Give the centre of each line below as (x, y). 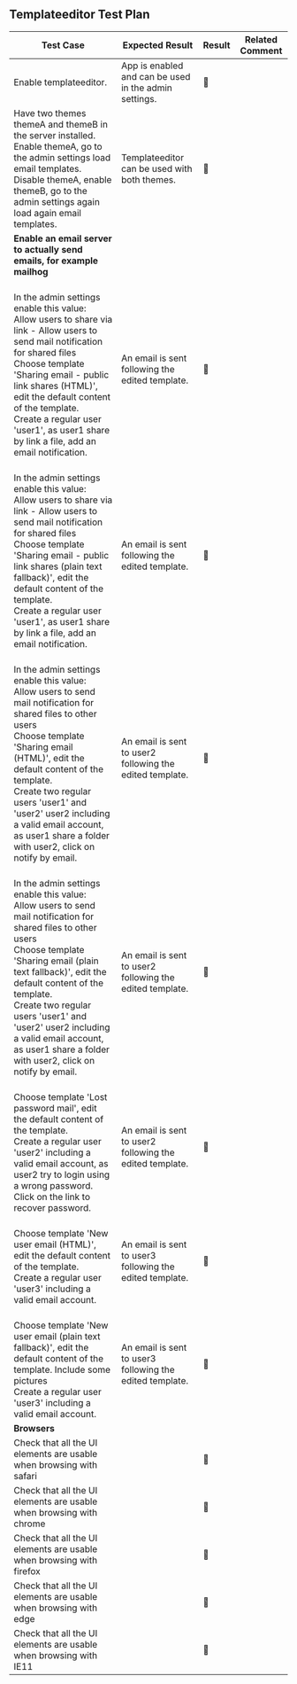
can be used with (156, 168)
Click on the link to (52, 1197)
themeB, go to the (51, 191)
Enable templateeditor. (61, 82)
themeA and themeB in (61, 124)
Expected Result (158, 45)
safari (26, 1476)
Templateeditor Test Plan (80, 15)
